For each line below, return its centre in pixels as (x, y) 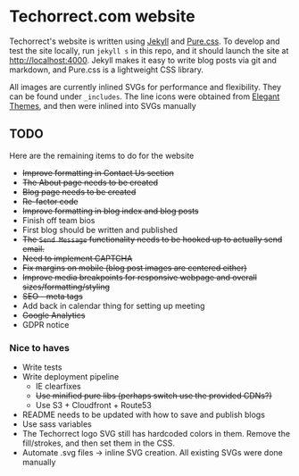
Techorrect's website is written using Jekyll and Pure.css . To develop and (145, 41)
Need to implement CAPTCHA (77, 258)
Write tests (42, 367)
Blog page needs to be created (79, 192)
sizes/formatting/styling (66, 287)
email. (33, 248)
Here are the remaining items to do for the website (102, 155)
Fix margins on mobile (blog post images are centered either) (134, 267)
